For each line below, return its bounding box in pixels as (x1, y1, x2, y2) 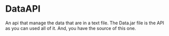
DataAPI (5, 3, 41, 15)
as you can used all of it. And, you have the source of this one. (5, 25, 136, 31)
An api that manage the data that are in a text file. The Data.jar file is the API (5, 20, 164, 26)
